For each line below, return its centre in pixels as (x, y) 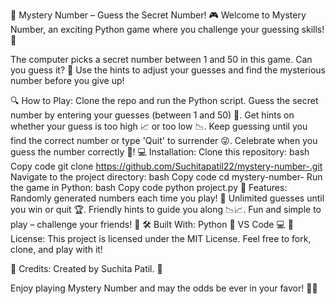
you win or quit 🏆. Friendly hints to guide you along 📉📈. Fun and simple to (166, 209)
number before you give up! (67, 80)
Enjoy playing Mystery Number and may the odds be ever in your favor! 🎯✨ (164, 288)
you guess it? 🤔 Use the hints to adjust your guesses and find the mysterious (168, 70)
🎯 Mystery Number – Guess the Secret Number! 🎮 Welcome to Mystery (158, 15)
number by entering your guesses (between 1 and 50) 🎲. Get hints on (152, 115)
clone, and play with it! (56, 249)
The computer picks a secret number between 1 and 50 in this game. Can (161, 59)
